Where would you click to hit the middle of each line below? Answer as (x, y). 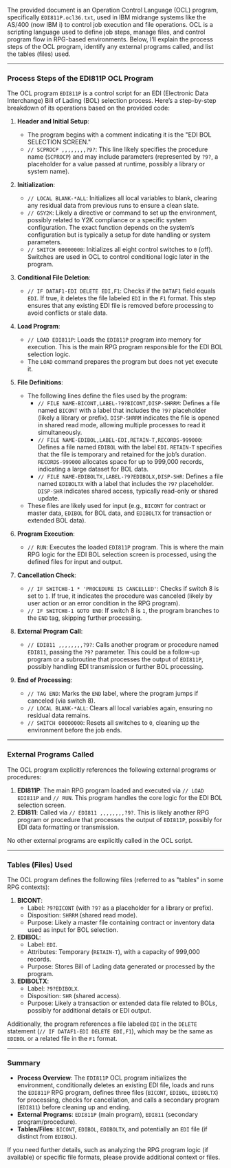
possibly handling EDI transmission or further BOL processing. (115, 667)
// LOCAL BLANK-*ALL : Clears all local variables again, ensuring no (120, 708)
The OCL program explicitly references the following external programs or (112, 770)
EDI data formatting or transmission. (68, 827)
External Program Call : (50, 632)
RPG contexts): (29, 887)
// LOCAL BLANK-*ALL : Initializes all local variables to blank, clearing (122, 198)
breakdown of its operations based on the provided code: (89, 108)
